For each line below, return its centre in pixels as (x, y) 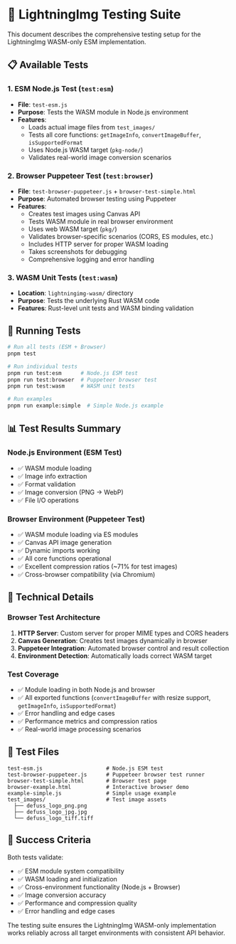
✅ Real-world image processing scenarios (79, 729)
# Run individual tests (43, 366)
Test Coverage (33, 674)
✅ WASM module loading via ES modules (78, 535)
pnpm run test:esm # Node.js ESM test (73, 373)
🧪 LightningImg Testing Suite (94, 15)
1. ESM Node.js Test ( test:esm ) (60, 89)
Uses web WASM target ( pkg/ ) (73, 229)
